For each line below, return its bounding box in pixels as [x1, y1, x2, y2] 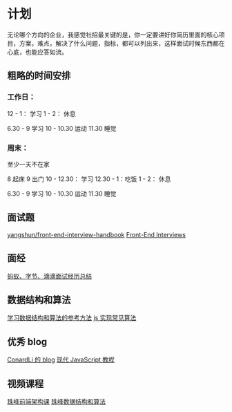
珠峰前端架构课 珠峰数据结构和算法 [7, 397, 106, 405]
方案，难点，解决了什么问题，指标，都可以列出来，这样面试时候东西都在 [19, 39, 225, 47]
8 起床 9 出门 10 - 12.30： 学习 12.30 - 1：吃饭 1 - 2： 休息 [7, 174, 171, 183]
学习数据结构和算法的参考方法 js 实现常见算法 [7, 314, 137, 322]
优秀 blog [7, 336, 48, 348]
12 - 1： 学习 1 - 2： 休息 [7, 109, 76, 118]
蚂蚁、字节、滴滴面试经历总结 [7, 272, 92, 280]
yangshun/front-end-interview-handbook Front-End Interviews [7, 230, 186, 238]
